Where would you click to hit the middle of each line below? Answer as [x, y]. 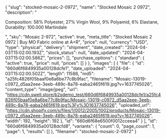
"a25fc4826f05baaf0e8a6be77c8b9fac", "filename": [59, 79]
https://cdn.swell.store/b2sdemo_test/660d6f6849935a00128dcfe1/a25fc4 [84, 94]
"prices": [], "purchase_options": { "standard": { [96, 58]
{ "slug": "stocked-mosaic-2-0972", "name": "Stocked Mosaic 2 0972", [78, 7]
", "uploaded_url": [132, 105]
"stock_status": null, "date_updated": [83, 52]
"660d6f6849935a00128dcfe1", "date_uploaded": [56, 68]
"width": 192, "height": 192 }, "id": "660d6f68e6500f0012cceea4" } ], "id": [81, 121]
